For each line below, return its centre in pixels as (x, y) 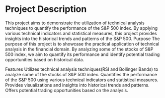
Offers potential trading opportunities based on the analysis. (67, 90)
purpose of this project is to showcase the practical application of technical (82, 44)
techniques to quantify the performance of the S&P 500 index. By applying (82, 28)
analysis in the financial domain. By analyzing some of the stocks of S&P (79, 49)
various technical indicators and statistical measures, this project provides (81, 33)
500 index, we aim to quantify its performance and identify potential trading (82, 54)
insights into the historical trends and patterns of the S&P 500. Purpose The (82, 39)
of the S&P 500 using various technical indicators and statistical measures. (82, 80)
